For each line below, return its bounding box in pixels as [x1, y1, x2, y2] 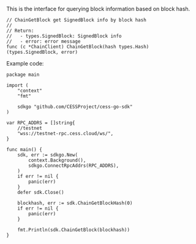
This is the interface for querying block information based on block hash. [6, 6, 190, 12]
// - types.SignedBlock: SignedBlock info [6, 33, 122, 39]
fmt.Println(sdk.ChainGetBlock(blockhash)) [17, 227, 130, 233]
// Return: [6, 28, 34, 34]
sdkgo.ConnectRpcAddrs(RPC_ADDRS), [28, 163, 119, 169]
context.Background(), [28, 157, 86, 163]
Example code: [6, 60, 44, 67]
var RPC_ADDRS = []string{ [6, 120, 75, 126]
